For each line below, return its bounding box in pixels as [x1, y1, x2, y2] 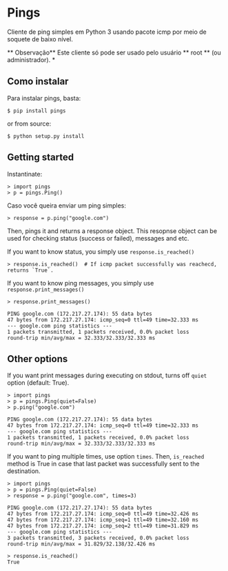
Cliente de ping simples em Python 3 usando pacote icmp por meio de [7, 28, 207, 36]
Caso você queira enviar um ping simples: [7, 201, 126, 210]
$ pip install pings [7, 107, 67, 114]
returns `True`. [7, 267, 54, 274]
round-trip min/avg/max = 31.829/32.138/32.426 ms [7, 541, 156, 548]
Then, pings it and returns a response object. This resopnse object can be [7, 226, 218, 235]
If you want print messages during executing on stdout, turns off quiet [7, 371, 207, 380]
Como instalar [7, 76, 69, 88]
